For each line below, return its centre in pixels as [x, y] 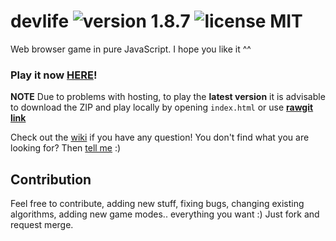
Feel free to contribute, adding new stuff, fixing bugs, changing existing [157, 204]
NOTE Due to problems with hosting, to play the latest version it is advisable [168, 97]
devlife [40, 21]
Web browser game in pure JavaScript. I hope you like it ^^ [131, 49]
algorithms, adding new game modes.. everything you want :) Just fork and [165, 214]
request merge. [42, 225]
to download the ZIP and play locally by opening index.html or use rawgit [162, 107]
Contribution [51, 179]
